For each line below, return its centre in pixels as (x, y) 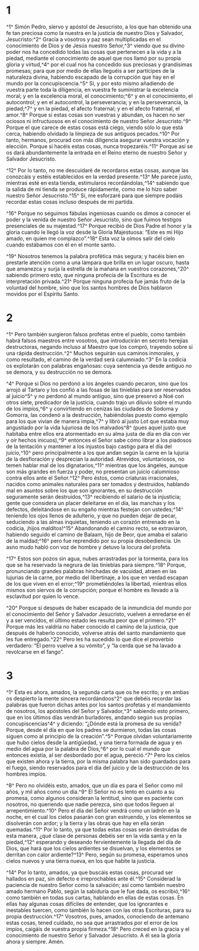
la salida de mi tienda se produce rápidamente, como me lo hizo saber (92, 189)
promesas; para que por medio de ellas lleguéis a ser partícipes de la (90, 70)
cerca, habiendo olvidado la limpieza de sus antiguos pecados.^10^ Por (93, 133)
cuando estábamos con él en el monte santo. (61, 245)
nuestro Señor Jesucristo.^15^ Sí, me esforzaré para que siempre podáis (94, 195)
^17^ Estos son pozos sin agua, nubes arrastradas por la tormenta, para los (97, 558)
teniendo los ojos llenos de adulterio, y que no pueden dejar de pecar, (92, 515)
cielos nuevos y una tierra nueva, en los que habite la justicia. (81, 861)
